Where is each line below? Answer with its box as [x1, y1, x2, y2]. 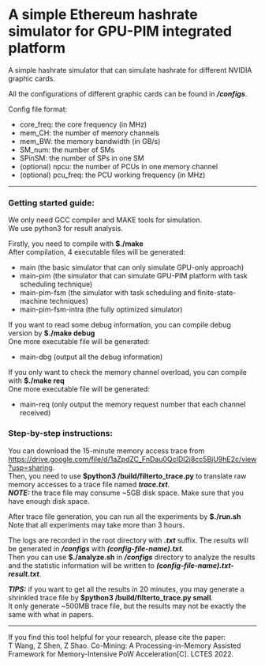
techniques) [49, 297, 89, 306]
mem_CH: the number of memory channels [19, 128, 160, 138]
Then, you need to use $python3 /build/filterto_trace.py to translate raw [8, 471, 247, 480]
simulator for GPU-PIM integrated [8, 22, 233, 40]
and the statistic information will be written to [8, 560, 155, 570]
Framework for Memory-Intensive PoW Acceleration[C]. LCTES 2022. [8, 649, 234, 658]
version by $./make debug [8, 328, 95, 338]
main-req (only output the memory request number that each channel [19, 399, 246, 409]
